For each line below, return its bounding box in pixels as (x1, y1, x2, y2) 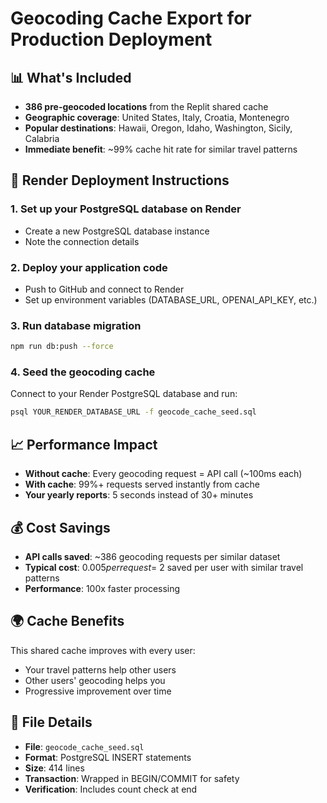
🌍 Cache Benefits (10, 613, 125, 630)
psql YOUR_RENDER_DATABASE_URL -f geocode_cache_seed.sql (10, 407, 257, 417)
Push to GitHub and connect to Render (24, 283, 185, 295)
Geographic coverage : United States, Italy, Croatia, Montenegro (24, 112, 290, 123)
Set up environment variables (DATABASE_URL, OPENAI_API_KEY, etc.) (24, 293, 318, 306)
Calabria (24, 133, 60, 144)
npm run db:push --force (10, 342, 114, 352)
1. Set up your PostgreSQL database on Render (10, 202, 242, 216)
